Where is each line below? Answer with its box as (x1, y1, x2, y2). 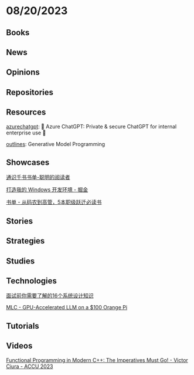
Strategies (6, 236, 45, 246)
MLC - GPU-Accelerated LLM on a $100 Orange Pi (6, 304, 128, 311)
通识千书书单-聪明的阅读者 (6, 174, 70, 181)
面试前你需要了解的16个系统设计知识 (6, 292, 94, 299)
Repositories (6, 87, 54, 97)
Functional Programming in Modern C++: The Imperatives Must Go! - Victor (6, 356, 189, 363)
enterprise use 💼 (6, 129, 46, 136)
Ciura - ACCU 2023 (6, 363, 53, 370)
